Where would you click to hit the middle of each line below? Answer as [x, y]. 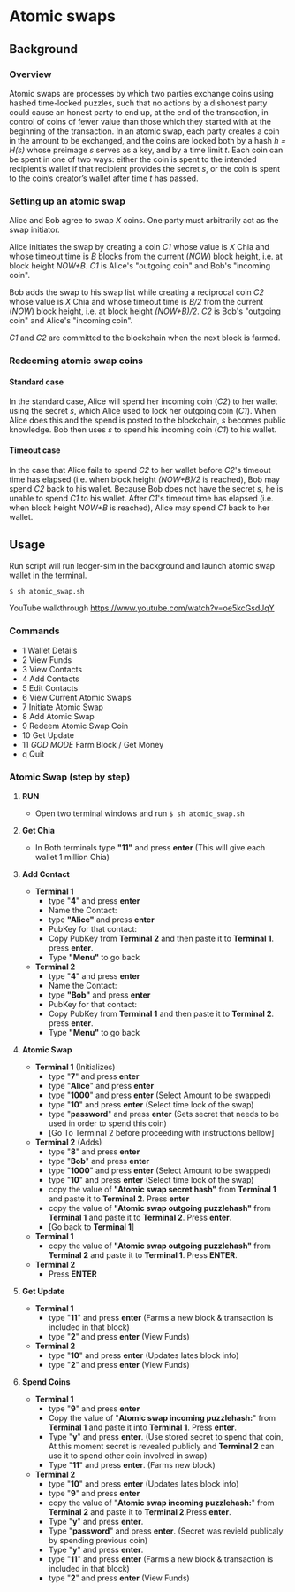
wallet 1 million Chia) [72, 857]
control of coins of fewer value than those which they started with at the [140, 121]
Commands [34, 631]
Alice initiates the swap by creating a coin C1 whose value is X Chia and [139, 247]
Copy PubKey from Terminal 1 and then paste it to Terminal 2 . [161, 1013]
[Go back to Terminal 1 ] [91, 1227]
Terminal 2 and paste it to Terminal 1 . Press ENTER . [143, 1254]
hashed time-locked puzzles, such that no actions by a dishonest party [138, 103]
